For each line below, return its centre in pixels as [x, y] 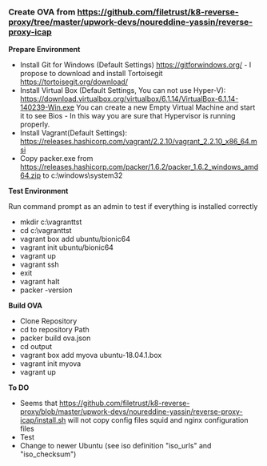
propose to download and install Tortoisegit [91, 74]
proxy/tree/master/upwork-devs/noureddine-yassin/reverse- [131, 22]
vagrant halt [40, 282]
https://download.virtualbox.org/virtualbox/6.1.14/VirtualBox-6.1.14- [129, 99]
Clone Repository [48, 321]
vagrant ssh [40, 265]
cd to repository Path [54, 330]
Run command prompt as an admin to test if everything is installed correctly [133, 207]
